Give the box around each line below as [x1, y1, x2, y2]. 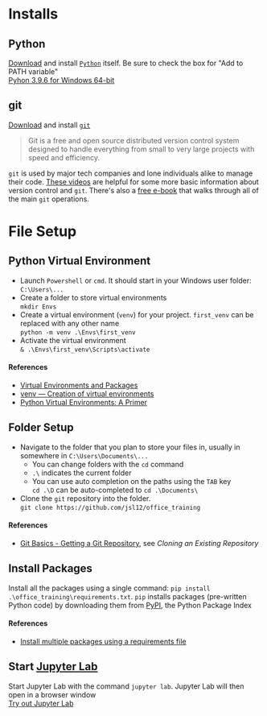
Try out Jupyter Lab [8, 698, 74, 708]
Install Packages [8, 561, 92, 576]
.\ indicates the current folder [31, 468, 132, 478]
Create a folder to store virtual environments [19, 292, 167, 302]
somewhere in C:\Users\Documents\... [19, 450, 149, 460]
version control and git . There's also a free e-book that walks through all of [8, 185, 259, 195]
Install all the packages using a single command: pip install [8, 583, 211, 593]
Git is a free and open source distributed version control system [27, 135, 240, 145]
